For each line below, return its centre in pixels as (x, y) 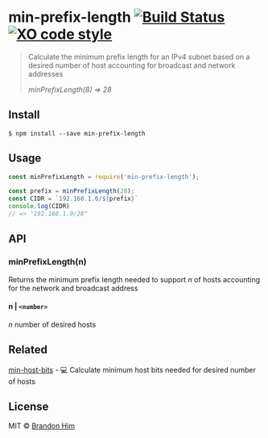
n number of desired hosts (52, 324)
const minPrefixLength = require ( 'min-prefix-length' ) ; (104, 177)
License (29, 407)
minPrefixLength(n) (47, 262)
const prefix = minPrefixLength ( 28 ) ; (72, 191)
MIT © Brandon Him (41, 426)
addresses (45, 73)
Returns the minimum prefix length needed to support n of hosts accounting (134, 279)
